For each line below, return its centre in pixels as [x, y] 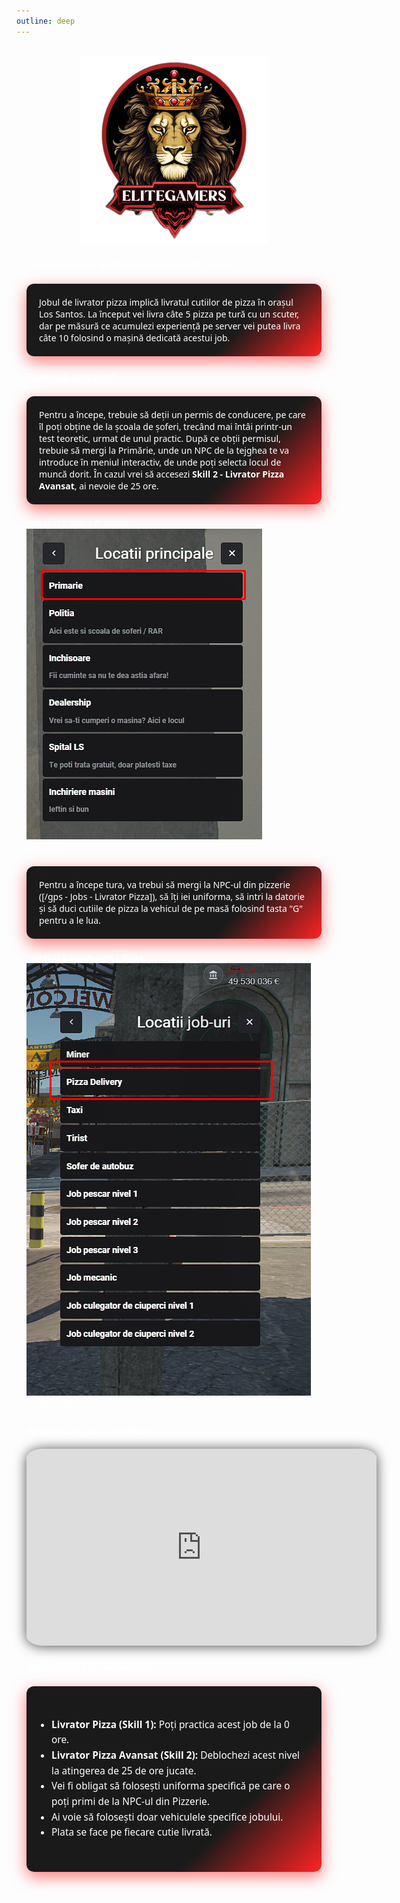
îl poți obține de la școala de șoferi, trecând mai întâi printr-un [166, 427]
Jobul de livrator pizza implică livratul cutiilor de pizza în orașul [166, 302]
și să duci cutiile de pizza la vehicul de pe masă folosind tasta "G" [171, 908]
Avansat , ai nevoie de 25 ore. [99, 486]
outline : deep [46, 21]
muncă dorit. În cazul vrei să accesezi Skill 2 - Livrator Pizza [162, 474]
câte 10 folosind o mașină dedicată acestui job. [135, 337]
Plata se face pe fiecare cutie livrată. [132, 1832]
